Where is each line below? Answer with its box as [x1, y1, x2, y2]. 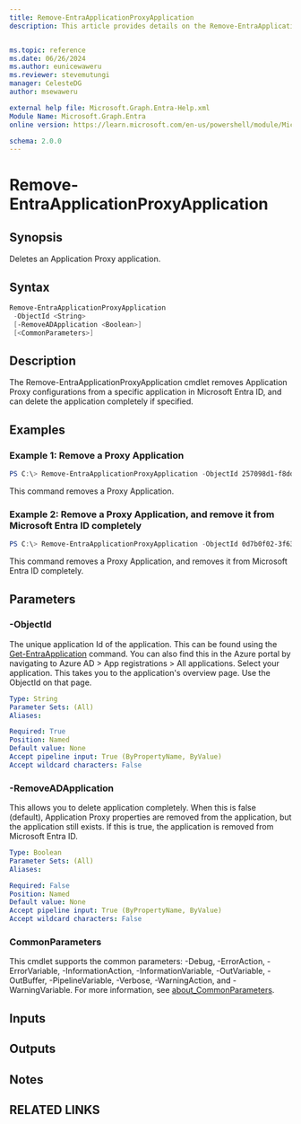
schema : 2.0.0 [9, 136, 63, 145]
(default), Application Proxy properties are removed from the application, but [9, 812, 292, 822]
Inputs [9, 1011, 47, 1026]
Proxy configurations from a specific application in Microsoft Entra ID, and [9, 387, 282, 398]
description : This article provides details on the [9, 22, 206, 31]
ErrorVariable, [9, 966, 61, 977]
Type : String [9, 694, 58, 703]
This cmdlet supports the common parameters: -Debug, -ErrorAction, [9, 956, 266, 967]
